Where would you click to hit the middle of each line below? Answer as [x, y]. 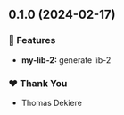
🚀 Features [32, 40]
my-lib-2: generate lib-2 [66, 60]
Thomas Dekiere [51, 102]
